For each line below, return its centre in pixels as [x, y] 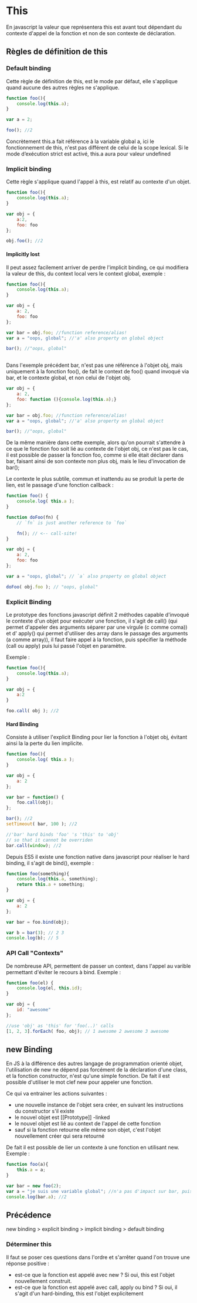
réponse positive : [28, 1263]
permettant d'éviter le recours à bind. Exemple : [64, 972]
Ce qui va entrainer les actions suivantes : [57, 1094]
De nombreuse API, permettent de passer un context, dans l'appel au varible [98, 966]
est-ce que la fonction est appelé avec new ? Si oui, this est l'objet [94, 1275]
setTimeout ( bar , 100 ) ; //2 [42, 824]
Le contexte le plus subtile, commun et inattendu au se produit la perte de [95, 479]
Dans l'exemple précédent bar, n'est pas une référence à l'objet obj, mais [94, 365]
